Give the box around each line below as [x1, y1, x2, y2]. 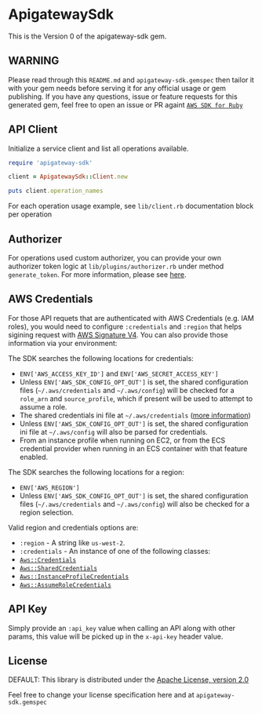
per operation [8, 209, 53, 219]
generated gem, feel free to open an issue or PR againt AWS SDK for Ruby [8, 100, 243, 109]
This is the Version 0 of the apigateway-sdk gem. [8, 31, 167, 41]
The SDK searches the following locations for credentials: [8, 353, 194, 362]
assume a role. [19, 402, 67, 411]
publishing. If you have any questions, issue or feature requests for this [8, 92, 238, 101]
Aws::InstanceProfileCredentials [19, 573, 129, 581]
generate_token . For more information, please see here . [8, 270, 187, 279]
